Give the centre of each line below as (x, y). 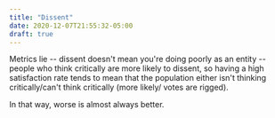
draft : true (31, 34)
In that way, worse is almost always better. (87, 105)
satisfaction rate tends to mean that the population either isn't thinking (138, 78)
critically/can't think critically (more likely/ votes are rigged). (119, 87)
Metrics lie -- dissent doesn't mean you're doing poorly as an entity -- (138, 59)
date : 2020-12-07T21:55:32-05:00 (71, 26)
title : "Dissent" (41, 17)
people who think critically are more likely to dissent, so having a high (137, 68)
